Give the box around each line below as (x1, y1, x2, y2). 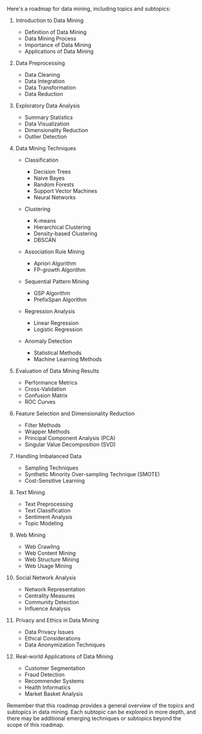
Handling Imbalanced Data (15, 453, 82, 459)
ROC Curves (24, 398, 56, 405)
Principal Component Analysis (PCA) (24, 435, 116, 441)
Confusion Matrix (24, 392, 68, 399)
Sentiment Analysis (24, 513, 73, 520)
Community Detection (24, 599, 79, 605)
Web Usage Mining (24, 563, 72, 569)
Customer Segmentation (24, 665, 86, 672)
